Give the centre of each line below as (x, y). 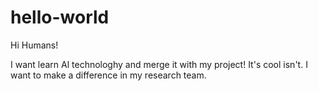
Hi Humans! (34, 45)
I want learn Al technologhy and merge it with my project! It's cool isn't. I (159, 64)
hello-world (60, 17)
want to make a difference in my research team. (108, 75)
